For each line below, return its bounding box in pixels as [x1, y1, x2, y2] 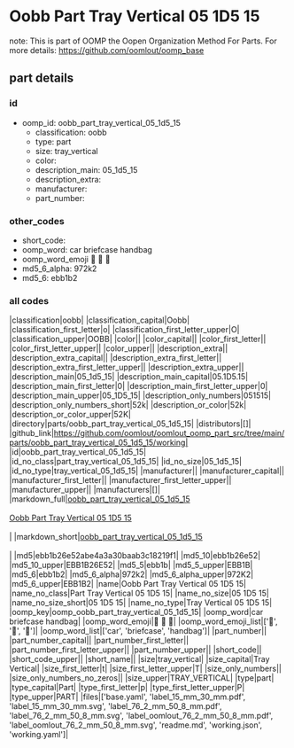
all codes [9, 294, 50, 307]
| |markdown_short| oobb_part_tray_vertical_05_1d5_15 [9, 532, 204, 542]
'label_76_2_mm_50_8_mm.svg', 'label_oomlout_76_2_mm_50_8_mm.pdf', [9, 711, 274, 721]
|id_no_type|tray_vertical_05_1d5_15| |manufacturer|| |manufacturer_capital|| [9, 465, 285, 476]
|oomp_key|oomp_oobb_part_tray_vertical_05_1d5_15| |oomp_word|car [9, 607, 264, 618]
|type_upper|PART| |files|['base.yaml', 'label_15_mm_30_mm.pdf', [9, 691, 246, 702]
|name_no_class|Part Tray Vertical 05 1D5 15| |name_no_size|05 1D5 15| [9, 588, 270, 599]
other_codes [9, 214, 65, 227]
